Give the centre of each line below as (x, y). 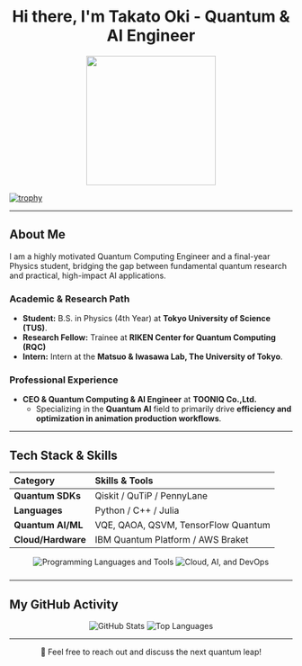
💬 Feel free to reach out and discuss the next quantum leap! (151, 652)
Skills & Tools (124, 481)
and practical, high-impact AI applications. (88, 275)
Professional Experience (64, 380)
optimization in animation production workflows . (129, 418)
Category (35, 481)
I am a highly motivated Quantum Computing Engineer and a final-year (140, 256)
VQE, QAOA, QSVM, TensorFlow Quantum (183, 526)
